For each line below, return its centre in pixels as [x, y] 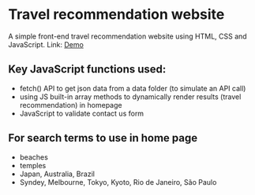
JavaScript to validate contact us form [82, 113]
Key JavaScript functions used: [87, 70]
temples [33, 165]
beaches [34, 157]
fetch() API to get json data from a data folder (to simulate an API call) [133, 88]
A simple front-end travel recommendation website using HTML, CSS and [127, 36]
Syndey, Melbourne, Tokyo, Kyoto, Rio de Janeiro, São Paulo [118, 182]
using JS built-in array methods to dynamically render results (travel [130, 97]
